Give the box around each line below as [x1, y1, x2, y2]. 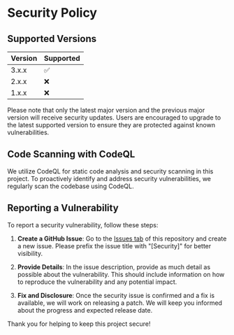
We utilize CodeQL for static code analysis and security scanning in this [7, 166, 214, 176]
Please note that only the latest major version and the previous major [7, 106, 205, 114]
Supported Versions [7, 33, 96, 45]
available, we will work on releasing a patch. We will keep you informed [17, 299, 222, 307]
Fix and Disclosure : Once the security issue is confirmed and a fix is [17, 291, 215, 299]
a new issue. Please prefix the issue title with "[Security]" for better [17, 241, 212, 250]
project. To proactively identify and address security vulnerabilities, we [7, 174, 212, 183]
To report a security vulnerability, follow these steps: [7, 220, 159, 229]
